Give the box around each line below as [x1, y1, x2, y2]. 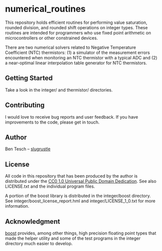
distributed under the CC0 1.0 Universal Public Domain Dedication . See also [5, 179, 157, 184]
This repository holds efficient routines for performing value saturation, [5, 19, 147, 25]
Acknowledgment [5, 217, 60, 226]
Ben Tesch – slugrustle [5, 146, 51, 152]
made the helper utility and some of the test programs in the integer [5, 235, 141, 241]
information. [5, 203, 30, 209]
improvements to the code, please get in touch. [5, 119, 100, 125]
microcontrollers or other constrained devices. [5, 35, 98, 41]
